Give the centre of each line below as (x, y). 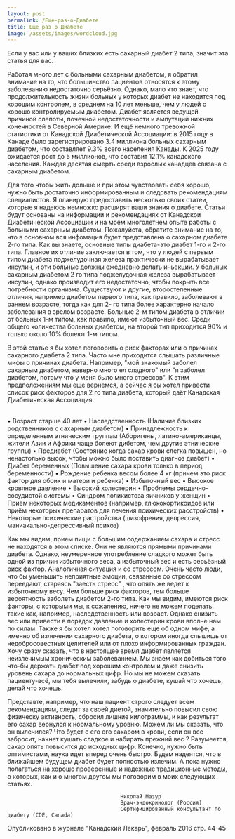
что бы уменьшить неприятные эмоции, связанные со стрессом (104, 576)
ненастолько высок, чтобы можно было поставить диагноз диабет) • (111, 458)
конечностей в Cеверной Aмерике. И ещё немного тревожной (101, 126)
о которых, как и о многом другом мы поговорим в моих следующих (111, 777)
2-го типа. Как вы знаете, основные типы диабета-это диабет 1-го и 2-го (116, 245)
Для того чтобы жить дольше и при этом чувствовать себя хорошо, (109, 185)
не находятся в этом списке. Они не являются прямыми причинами (109, 547)
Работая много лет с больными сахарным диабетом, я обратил (102, 74)
